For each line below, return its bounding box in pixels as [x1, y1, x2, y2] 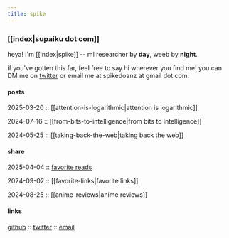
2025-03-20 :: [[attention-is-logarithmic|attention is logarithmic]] [7, 104, 198, 112]
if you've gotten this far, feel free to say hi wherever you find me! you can [7, 63, 223, 72]
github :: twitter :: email [7, 222, 75, 231]
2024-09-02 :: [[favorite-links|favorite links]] [7, 177, 139, 185]
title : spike [7, 10, 46, 18]
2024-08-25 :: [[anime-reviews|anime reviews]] [7, 190, 148, 199]
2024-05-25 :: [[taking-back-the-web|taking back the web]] [7, 131, 183, 139]
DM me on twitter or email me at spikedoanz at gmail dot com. [7, 71, 190, 80]
